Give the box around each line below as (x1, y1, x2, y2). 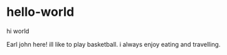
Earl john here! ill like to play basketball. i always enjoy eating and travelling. (6, 40, 221, 48)
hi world (6, 27, 30, 35)
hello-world (6, 4, 75, 20)
